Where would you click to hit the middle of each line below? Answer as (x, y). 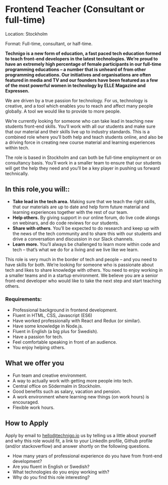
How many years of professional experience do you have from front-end (87, 456)
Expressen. (17, 91)
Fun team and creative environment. (50, 375)
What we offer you (35, 363)
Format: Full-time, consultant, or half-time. (49, 43)
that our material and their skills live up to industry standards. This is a (77, 131)
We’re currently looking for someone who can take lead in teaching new (79, 121)
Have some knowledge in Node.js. (48, 326)
